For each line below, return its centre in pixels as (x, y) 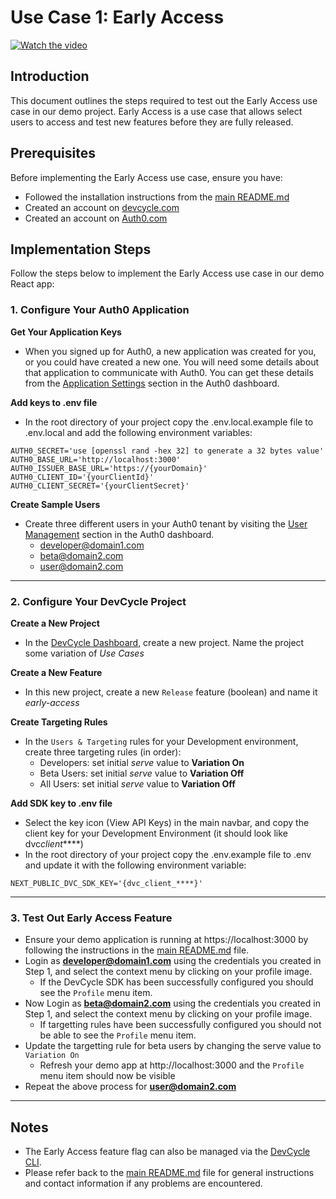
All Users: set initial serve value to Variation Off (137, 783)
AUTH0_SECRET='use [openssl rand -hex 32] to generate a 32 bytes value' (167, 451)
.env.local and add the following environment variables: (138, 432)
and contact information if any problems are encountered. (143, 1183)
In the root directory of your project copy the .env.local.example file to (169, 422)
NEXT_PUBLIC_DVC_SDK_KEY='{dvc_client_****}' (106, 883)
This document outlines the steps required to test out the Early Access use (164, 100)
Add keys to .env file (54, 402)
